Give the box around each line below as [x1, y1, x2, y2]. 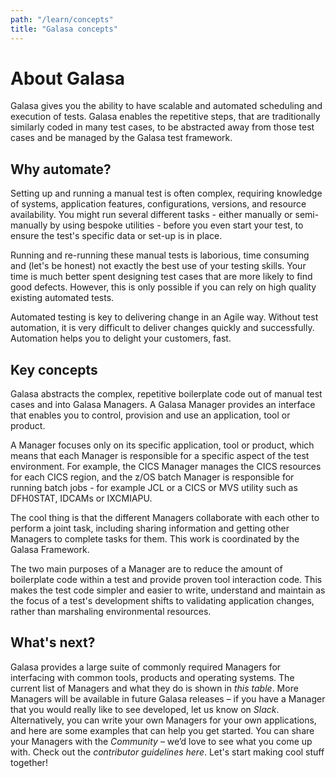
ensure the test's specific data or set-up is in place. [10, 230, 223, 242]
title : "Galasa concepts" [10, 24, 118, 34]
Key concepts [10, 361, 98, 378]
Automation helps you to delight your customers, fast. [10, 332, 232, 345]
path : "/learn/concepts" [10, 14, 114, 25]
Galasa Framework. [10, 544, 90, 556]
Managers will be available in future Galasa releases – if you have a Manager [10, 692, 326, 705]
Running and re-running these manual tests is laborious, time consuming [10, 249, 310, 261]
